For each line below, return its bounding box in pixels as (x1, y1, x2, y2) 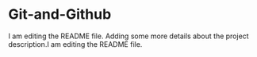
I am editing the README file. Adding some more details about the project (8, 31, 249, 41)
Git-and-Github (8, 5, 112, 23)
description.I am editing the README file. (8, 39, 143, 48)
